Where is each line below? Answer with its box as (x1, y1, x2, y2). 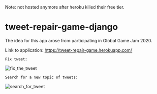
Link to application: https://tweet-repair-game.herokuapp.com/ (5, 47, 132, 53)
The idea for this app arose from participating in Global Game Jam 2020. (5, 37, 153, 43)
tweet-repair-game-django (5, 22, 118, 32)
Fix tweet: (5, 57, 28, 62)
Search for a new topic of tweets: (5, 75, 78, 80)
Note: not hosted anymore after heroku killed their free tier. (5, 4, 125, 10)
